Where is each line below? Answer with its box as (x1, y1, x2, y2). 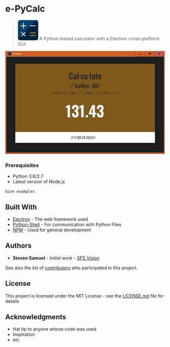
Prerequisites (5, 162, 39, 169)
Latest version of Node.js (12, 179, 65, 185)
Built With (5, 203, 37, 211)
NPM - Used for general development (12, 227, 91, 233)
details (5, 298, 19, 304)
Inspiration (12, 331, 35, 337)
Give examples (5, 189, 35, 194)
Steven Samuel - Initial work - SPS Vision (12, 255, 100, 261)
